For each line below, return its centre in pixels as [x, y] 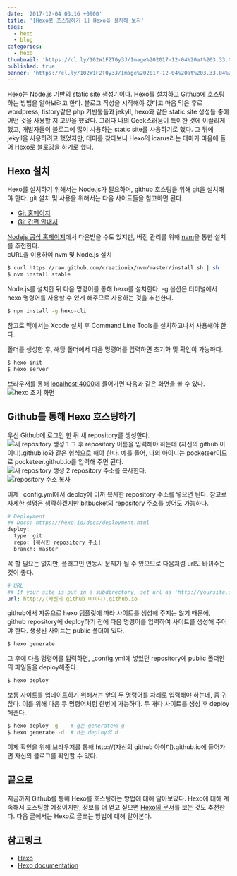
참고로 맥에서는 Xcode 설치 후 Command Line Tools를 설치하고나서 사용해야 [113, 325]
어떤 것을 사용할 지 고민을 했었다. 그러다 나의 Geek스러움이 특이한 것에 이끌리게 [116, 120]
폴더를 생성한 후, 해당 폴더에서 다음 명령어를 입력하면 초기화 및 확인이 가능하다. [115, 349]
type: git [28, 536]
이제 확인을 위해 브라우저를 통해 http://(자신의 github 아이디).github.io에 [107, 747]
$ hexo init [25, 363]
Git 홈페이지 [34, 213]
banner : [19, 73]
